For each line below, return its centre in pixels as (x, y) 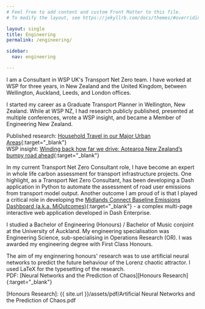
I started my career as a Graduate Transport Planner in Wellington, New (96, 104)
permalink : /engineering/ (39, 40)
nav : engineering (34, 57)
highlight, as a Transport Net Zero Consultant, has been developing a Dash (100, 180)
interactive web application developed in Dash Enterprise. (79, 212)
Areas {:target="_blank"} (37, 142)
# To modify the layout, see (43, 18)
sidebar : (17, 51)
